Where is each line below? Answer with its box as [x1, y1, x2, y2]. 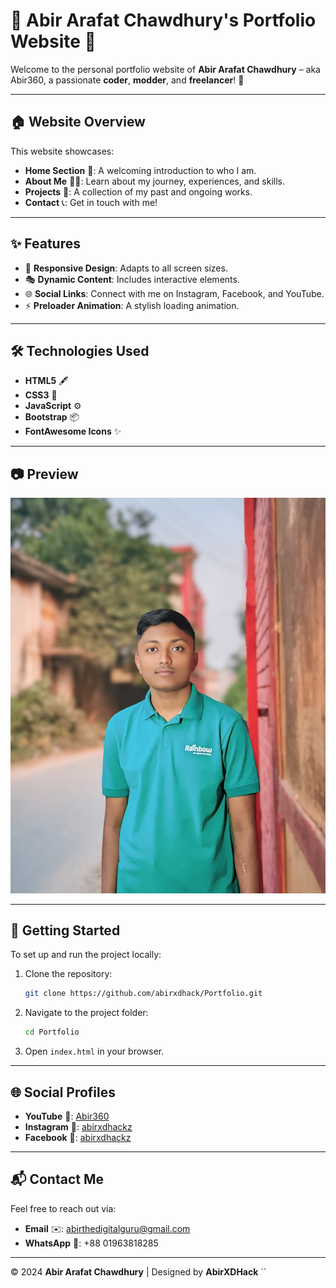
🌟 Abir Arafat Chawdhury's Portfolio [10, 9, 317, 32]
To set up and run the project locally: [10, 949, 162, 961]
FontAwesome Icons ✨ [24, 425, 122, 438]
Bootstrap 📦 [24, 411, 80, 423]
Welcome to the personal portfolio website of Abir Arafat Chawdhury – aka [10, 63, 321, 75]
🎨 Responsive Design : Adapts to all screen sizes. [24, 262, 228, 274]
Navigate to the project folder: [24, 1007, 149, 1019]
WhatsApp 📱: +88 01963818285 [24, 1237, 159, 1249]
